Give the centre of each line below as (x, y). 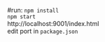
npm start (22, 17)
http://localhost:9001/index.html (53, 23)
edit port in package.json (43, 31)
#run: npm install (33, 10)
